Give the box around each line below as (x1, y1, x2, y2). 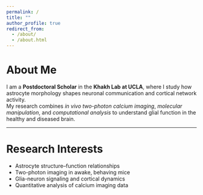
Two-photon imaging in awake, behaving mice (14, 168, 130, 176)
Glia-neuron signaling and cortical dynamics (14, 175, 126, 182)
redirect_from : (6, 25, 45, 32)
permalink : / (6, 8, 39, 15)
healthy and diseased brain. (6, 115, 76, 122)
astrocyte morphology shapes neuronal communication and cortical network (6, 89, 197, 97)
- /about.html (11, 37, 47, 43)
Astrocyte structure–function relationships (14, 162, 120, 170)
